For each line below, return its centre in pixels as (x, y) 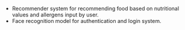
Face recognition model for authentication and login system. (86, 21)
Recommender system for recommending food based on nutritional (96, 9)
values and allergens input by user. (55, 15)
